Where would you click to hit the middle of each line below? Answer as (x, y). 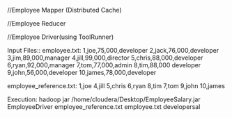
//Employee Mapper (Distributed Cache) (64, 10)
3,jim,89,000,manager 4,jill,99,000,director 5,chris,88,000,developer (105, 58)
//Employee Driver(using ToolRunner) (61, 37)
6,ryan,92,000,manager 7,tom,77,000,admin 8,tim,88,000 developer (104, 65)
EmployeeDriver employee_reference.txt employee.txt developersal (104, 107)
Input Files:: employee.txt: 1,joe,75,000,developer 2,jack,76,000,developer (113, 50)
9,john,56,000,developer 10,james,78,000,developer (82, 73)
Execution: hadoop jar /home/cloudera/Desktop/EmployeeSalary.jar (104, 99)
